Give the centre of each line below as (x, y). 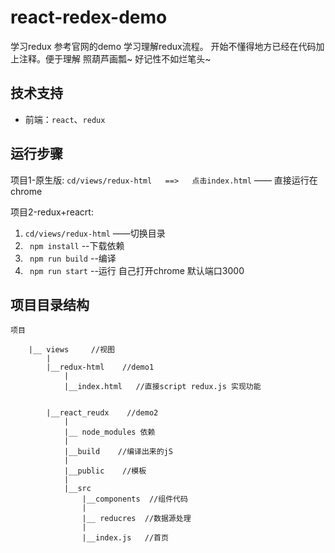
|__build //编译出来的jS (118, 452)
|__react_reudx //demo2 (102, 413)
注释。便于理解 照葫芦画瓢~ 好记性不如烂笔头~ (115, 58)
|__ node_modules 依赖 (109, 432)
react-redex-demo (89, 17)
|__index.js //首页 (125, 538)
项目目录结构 (50, 304)
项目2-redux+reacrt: (52, 212)
